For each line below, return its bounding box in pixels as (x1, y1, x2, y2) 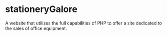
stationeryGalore (5, 3, 78, 15)
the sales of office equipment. (5, 25, 67, 31)
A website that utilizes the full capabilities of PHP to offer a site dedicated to (5, 20, 162, 26)
